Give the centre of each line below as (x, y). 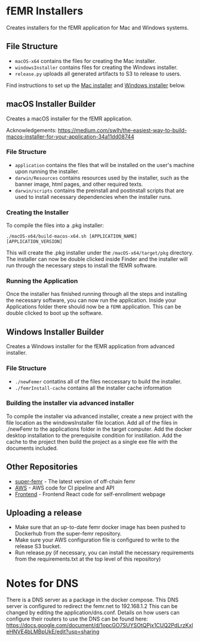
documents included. (32, 448)
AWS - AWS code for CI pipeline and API (64, 488)
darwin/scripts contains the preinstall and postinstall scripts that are (99, 191)
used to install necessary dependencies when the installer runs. (93, 196)
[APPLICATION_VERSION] (34, 242)
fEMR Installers (45, 11)
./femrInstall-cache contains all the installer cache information (93, 388)
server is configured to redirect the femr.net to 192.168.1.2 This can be (92, 606)
